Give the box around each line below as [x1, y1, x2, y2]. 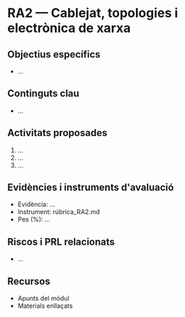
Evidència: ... [17, 200, 55, 208]
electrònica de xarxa [7, 20, 131, 36]
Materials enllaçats [17, 301, 73, 310]
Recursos [7, 275, 51, 287]
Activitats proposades [7, 127, 108, 139]
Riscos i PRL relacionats [7, 235, 116, 248]
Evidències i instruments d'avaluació [7, 182, 174, 194]
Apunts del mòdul [17, 294, 69, 303]
